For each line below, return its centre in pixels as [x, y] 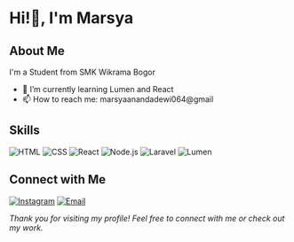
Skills [24, 131]
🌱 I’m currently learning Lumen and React [98, 89]
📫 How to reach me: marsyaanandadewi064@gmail [118, 99]
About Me [37, 51]
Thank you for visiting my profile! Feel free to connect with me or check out [147, 218]
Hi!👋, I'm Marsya [72, 18]
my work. [26, 227]
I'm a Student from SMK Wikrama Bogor [82, 72]
